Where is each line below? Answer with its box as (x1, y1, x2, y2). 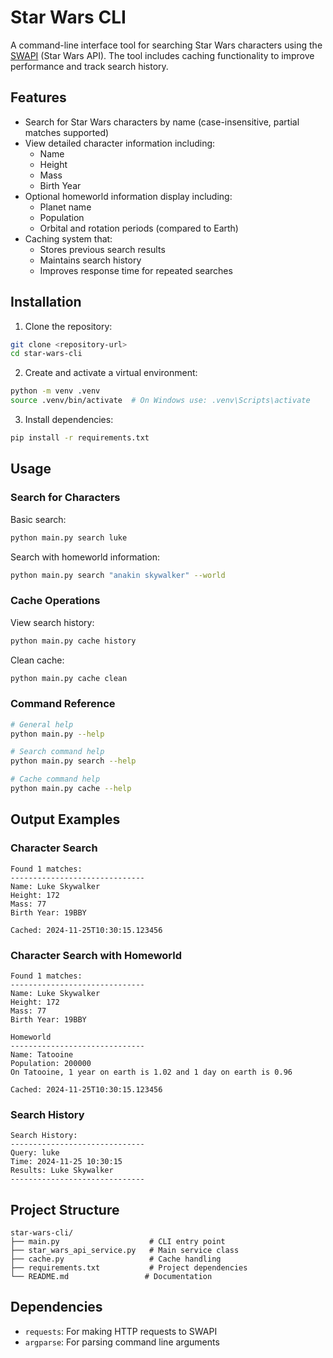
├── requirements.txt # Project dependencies (10, 1263, 248, 1273)
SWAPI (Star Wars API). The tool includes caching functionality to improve (10, 49, 315, 61)
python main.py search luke (10, 532, 128, 543)
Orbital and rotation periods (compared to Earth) (39, 222, 239, 234)
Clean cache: (10, 654, 65, 666)
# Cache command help (10, 774, 101, 785)
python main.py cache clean (10, 673, 128, 683)
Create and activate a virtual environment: (24, 367, 198, 379)
